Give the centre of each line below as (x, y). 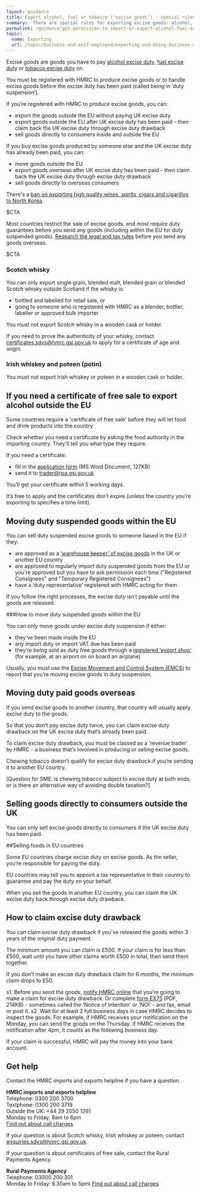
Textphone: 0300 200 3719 (40, 1105)
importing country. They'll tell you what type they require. (76, 444)
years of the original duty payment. (49, 938)
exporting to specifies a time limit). (49, 502)
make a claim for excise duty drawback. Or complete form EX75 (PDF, (92, 998)
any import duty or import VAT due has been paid (75, 644)
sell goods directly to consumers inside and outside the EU (87, 134)
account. (17, 1048)
